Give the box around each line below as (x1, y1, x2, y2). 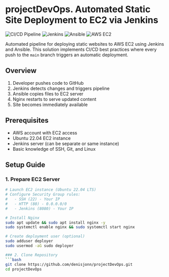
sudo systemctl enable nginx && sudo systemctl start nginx (5, 225, 136, 230)
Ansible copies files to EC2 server (12, 90, 84, 97)
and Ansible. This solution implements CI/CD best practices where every (5, 46, 157, 52)
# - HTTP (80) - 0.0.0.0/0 (5, 201, 67, 206)
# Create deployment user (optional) (5, 234, 85, 239)
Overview (5, 66, 37, 75)
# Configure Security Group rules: (5, 192, 81, 197)
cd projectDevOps (5, 266, 42, 272)
